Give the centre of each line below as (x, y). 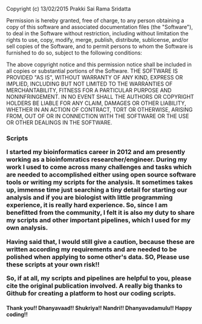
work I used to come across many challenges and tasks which (99, 167)
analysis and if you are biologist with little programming (90, 198)
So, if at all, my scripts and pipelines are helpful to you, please (99, 278)
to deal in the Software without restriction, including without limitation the (97, 33)
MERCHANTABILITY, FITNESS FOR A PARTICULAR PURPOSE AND (89, 90)
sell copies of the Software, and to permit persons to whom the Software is (100, 46)
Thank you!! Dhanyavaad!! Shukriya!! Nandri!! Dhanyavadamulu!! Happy (99, 308)
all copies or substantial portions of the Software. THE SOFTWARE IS (92, 71)
